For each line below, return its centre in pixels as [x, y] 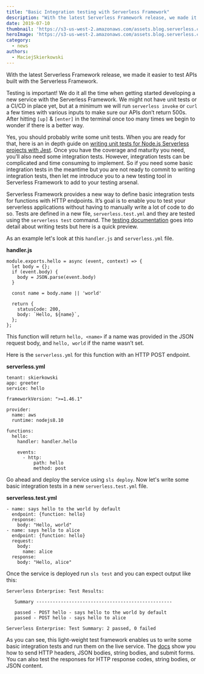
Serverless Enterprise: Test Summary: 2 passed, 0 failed [81, 628]
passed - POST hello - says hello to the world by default [90, 613]
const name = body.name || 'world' [57, 293]
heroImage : [20, 35]
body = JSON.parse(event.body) [57, 277]
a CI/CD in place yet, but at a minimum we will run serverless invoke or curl [102, 106]
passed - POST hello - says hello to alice [70, 618]
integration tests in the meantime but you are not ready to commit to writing [101, 169]
